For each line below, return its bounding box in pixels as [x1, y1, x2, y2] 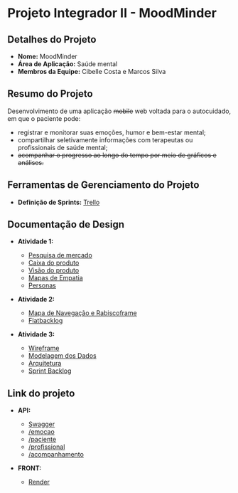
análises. [17, 158, 44, 166]
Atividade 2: [17, 295, 55, 304]
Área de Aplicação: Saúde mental [17, 60, 118, 68]
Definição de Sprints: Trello [17, 198, 100, 206]
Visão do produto [28, 266, 80, 275]
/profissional [28, 442, 65, 451]
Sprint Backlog [28, 366, 72, 375]
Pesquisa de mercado [28, 251, 92, 260]
